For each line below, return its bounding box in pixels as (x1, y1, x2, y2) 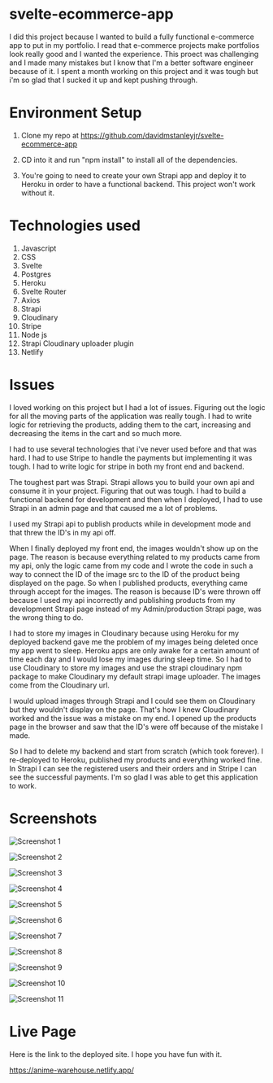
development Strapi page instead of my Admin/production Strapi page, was (9, 604, 262, 614)
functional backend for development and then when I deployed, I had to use (9, 494, 263, 504)
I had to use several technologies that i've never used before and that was (9, 444, 257, 454)
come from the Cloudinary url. (9, 680, 110, 690)
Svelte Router (20, 286, 67, 296)
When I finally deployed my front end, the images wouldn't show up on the (9, 543, 258, 553)
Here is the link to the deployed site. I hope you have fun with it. (9, 1049, 223, 1059)
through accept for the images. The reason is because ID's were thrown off (9, 587, 262, 596)
